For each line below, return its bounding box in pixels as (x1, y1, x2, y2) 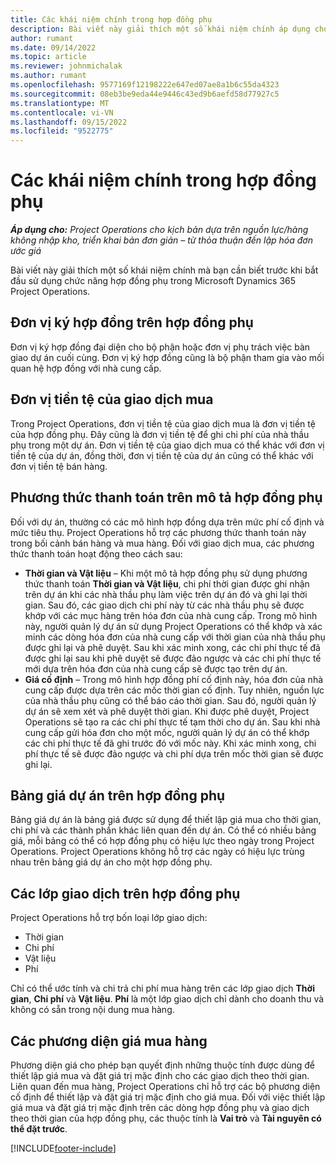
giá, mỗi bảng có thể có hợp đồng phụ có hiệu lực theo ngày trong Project (10, 835, 315, 847)
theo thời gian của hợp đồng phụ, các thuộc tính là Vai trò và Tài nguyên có (10, 1112, 322, 1124)
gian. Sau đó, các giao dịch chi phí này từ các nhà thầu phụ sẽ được (24, 599, 305, 611)
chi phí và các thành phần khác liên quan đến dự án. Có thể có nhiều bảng (10, 824, 317, 836)
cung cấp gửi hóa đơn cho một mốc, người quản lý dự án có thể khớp (24, 726, 310, 738)
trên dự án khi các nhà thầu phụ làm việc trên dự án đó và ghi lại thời (24, 588, 308, 600)
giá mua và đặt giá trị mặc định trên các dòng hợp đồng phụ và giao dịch (10, 1101, 310, 1113)
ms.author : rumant (10, 71, 87, 81)
